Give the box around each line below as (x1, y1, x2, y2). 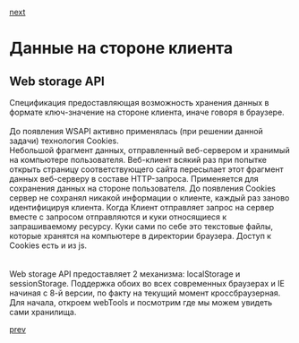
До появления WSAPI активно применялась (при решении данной (9, 126, 264, 136)
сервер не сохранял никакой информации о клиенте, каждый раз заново (9, 193, 290, 203)
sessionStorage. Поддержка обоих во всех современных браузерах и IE (9, 279, 285, 288)
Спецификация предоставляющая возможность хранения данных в (9, 98, 269, 107)
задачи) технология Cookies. (9, 135, 119, 146)
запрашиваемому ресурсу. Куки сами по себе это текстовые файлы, (9, 221, 273, 231)
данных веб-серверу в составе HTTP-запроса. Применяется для (9, 174, 260, 184)
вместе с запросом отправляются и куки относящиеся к (9, 211, 227, 222)
